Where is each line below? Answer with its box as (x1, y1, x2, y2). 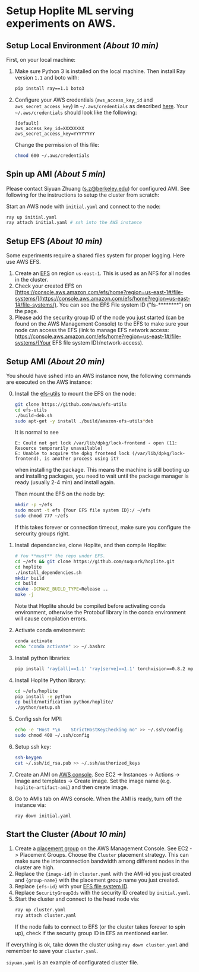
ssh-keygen (14, 755, 42, 760)
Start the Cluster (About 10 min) (6, 829, 127, 839)
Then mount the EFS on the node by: (14, 490, 105, 497)
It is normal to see (14, 429, 59, 436)
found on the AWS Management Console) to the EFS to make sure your (14, 320, 189, 327)
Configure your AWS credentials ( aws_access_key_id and (14, 96, 153, 103)
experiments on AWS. (6, 17, 116, 30)
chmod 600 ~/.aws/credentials (14, 153, 90, 159)
